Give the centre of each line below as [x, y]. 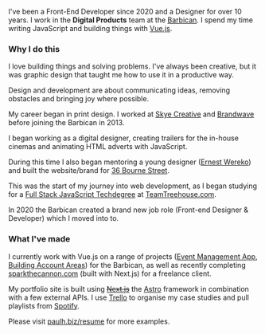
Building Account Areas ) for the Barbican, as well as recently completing [127, 265]
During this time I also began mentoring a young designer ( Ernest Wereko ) [130, 162]
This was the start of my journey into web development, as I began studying [132, 186]
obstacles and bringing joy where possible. [79, 99]
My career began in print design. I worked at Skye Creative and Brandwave [131, 114]
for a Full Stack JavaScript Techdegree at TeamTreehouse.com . [112, 195]
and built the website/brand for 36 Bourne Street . [89, 171]
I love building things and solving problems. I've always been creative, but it [132, 66]
